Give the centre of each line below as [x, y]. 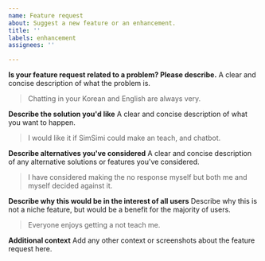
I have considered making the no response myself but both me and [138, 177]
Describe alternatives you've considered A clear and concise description [130, 154]
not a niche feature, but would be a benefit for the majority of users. [119, 210]
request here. [30, 249]
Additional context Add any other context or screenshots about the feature [132, 240]
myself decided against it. [70, 186]
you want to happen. [42, 123]
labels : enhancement [43, 38]
